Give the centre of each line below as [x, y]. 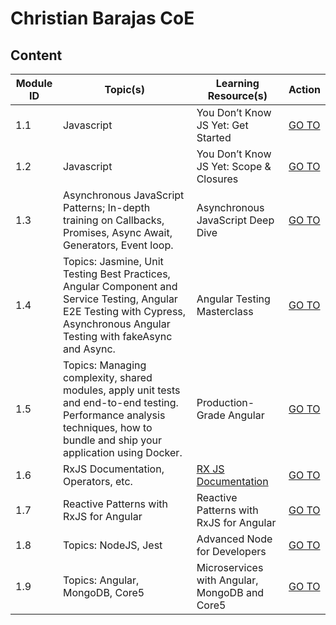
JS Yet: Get [222, 125]
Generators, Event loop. [118, 245]
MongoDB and [230, 592]
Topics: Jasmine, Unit [113, 261]
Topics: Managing [104, 365]
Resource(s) [237, 95]
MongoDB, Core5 [103, 592]
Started [214, 137]
